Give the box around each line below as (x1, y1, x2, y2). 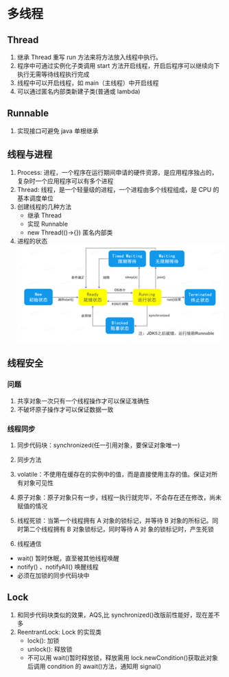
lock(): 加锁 (27, 636, 60, 645)
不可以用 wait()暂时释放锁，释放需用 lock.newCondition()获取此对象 (27, 653, 218, 662)
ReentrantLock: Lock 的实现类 (16, 628, 101, 636)
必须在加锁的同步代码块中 (16, 571, 90, 580)
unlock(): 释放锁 (27, 645, 73, 653)
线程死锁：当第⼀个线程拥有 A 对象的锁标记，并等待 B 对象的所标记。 (16, 516, 213, 525)
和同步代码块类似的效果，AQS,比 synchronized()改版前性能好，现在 (16, 610, 208, 619)
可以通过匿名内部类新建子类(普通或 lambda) (16, 87, 141, 95)
